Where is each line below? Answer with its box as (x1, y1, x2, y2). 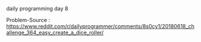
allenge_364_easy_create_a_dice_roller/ (6, 29, 104, 36)
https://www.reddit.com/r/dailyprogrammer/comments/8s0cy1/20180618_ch (6, 23, 194, 30)
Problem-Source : (6, 17, 51, 23)
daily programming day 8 (6, 5, 69, 12)
